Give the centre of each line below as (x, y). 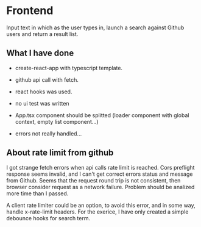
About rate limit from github (60, 153)
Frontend (30, 11)
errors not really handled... (48, 133)
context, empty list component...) (57, 121)
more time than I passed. (37, 193)
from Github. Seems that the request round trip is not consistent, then (93, 180)
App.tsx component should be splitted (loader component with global (102, 115)
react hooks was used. (44, 92)
